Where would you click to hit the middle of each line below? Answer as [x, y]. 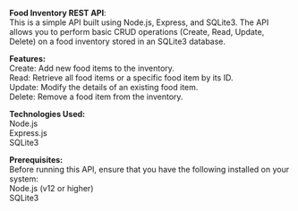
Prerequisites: [36, 160]
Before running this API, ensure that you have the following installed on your [149, 169]
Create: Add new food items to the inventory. [92, 68]
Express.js [28, 133]
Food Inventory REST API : [58, 13]
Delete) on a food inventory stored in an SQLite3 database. [118, 41]
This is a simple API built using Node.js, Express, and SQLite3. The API [139, 22]
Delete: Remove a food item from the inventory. [96, 97]
